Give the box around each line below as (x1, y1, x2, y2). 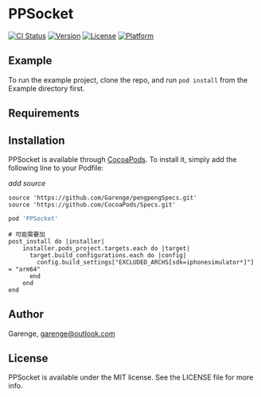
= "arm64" (8, 265, 41, 273)
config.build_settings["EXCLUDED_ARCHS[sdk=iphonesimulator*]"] (37, 258, 255, 266)
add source (8, 178, 46, 187)
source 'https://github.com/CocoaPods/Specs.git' (8, 200, 177, 209)
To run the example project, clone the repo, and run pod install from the (8, 75, 248, 84)
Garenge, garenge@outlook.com (8, 329, 115, 338)
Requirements (8, 106, 80, 120)
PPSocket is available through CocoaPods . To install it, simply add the (8, 154, 237, 164)
